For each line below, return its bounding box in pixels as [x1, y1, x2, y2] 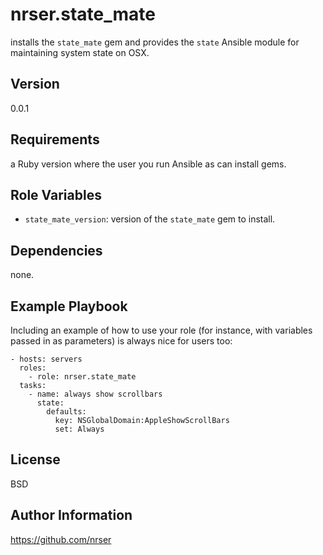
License [10, 451, 61, 468]
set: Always [54, 424, 105, 434]
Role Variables [10, 186, 102, 203]
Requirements [10, 131, 100, 148]
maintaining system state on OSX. [10, 46, 150, 58]
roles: [19, 363, 47, 373]
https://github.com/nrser [10, 533, 112, 545]
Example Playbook [10, 298, 128, 315]
